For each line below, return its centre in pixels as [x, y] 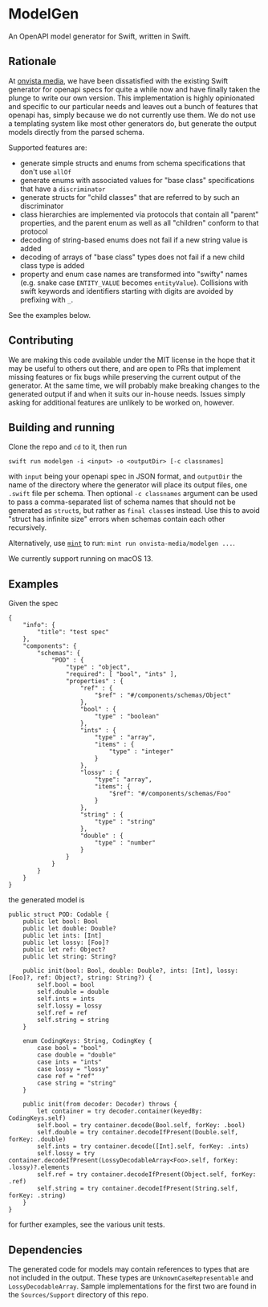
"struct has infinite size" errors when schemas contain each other [117, 519]
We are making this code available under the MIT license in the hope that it [132, 360]
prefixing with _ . [47, 299]
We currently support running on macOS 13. [81, 559]
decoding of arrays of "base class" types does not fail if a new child [132, 257]
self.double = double [73, 992]
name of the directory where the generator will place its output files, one [128, 485]
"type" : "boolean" [127, 717]
